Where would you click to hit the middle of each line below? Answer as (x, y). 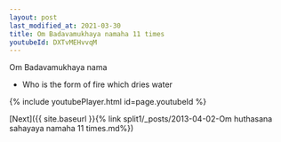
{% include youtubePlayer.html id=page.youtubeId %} (108, 102)
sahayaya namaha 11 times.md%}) (72, 129)
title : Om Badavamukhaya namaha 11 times (87, 34)
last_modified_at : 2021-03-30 (65, 26)
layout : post (33, 17)
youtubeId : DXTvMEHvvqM (53, 42)
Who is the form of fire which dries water (97, 84)
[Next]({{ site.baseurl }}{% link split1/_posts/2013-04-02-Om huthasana (141, 119)
